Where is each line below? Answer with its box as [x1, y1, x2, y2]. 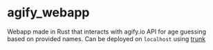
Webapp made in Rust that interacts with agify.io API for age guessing [7, 27, 206, 36]
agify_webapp [7, 5, 90, 21]
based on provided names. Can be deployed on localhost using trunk [7, 34, 206, 42]
